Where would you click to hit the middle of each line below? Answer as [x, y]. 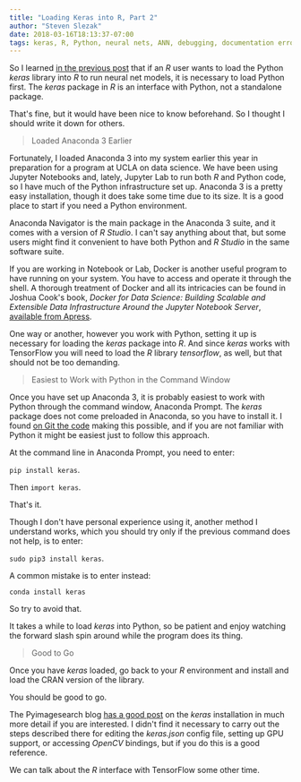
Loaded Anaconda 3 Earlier [82, 141]
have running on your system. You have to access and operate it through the [150, 279]
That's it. [26, 505]
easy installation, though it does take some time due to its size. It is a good [146, 196]
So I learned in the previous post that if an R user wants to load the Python [146, 68]
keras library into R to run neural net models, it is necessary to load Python [147, 78]
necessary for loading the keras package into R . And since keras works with [150, 344]
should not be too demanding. [65, 363]
